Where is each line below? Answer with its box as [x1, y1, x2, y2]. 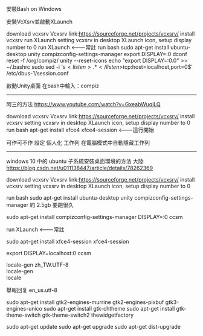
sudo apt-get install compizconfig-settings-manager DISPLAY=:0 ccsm [6, 214, 183, 220]
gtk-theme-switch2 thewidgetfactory [42, 311, 134, 319]
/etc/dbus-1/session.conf [6, 70, 69, 77]
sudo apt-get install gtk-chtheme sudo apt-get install [43, 305, 175, 312]
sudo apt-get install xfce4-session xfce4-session [6, 238, 129, 245]
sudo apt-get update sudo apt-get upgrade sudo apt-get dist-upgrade [6, 323, 181, 330]
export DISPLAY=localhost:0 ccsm [6, 250, 92, 256]
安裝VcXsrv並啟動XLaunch [6, 18, 72, 25]
